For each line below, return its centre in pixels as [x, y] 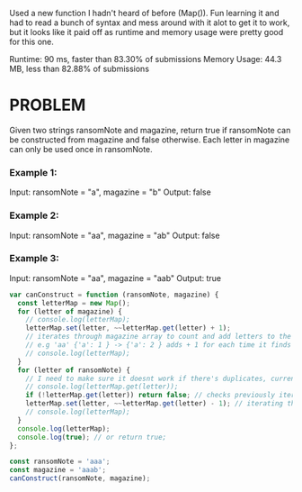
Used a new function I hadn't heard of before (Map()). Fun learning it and [144, 13]
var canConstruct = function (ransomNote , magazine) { [114, 295]
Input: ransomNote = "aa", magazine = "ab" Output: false [115, 235]
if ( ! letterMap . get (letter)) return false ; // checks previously [151, 396]
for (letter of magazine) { [70, 311]
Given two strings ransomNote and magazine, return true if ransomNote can [150, 130]
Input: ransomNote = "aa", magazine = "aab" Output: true [115, 278]
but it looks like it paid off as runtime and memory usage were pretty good [147, 32]
